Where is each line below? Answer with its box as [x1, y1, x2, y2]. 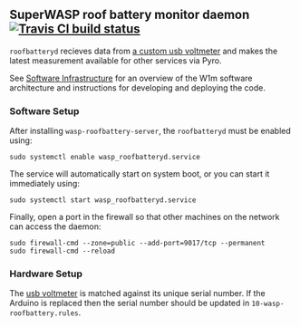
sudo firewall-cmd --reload [9, 246, 116, 256]
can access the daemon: [9, 221, 102, 232]
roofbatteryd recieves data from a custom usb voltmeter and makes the [9, 45, 278, 56]
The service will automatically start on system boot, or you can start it [9, 168, 270, 179]
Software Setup [9, 104, 80, 117]
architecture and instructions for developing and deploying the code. [9, 82, 266, 93]
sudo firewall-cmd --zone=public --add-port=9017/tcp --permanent [9, 239, 266, 248]
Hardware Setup [9, 267, 83, 280]
